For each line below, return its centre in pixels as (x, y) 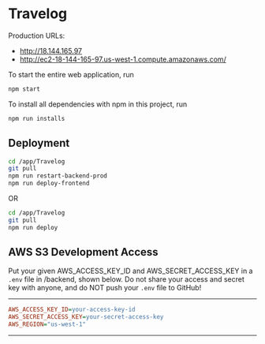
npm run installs (37, 118)
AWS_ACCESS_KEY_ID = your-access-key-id (72, 310)
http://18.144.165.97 (51, 50)
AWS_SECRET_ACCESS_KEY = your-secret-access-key (86, 317)
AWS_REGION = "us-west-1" (47, 324)
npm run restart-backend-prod (58, 176)
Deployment (39, 143)
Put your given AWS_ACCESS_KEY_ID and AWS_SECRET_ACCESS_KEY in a (131, 271)
